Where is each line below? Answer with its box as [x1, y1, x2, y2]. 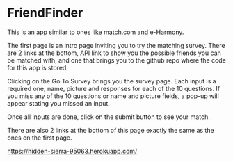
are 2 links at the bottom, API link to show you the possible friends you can [7, 49, 221, 57]
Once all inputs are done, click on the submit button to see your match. [7, 113, 210, 121]
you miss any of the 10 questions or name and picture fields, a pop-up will [7, 92, 219, 100]
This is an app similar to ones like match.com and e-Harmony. [7, 28, 184, 36]
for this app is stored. [7, 63, 68, 72]
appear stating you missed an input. [7, 99, 110, 107]
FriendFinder [7, 5, 83, 21]
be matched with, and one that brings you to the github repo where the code [7, 56, 226, 64]
